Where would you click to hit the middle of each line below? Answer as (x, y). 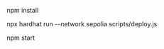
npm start (21, 38)
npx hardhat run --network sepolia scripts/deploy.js (82, 24)
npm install (23, 10)
